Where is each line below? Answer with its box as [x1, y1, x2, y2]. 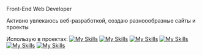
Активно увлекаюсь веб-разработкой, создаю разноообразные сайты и [6, 17, 196, 24]
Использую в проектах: [6, 35, 69, 42]
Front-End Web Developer [6, 5, 72, 12]
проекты [6, 24, 29, 31]
